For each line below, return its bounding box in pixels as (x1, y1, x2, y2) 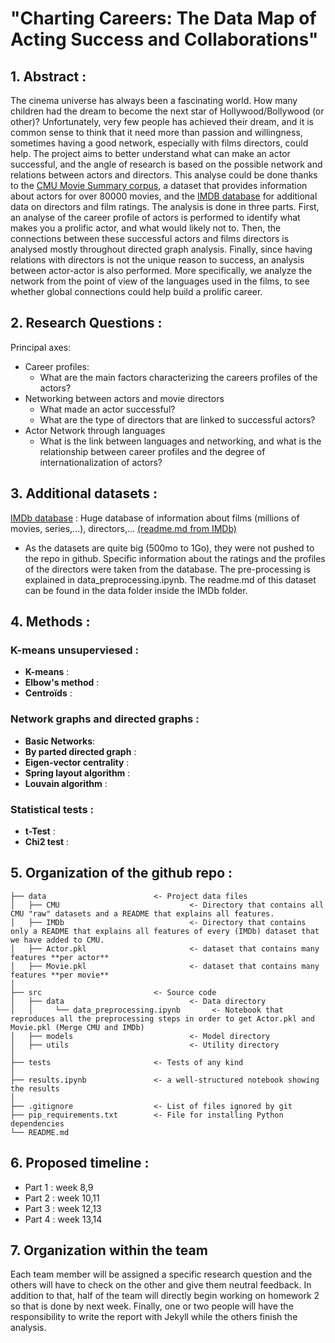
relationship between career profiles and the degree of (39, 445, 266, 457)
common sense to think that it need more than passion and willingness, (10, 127, 303, 138)
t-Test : (24, 825, 56, 837)
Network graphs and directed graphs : (10, 712, 200, 726)
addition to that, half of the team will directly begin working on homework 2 (10, 1290, 320, 1302)
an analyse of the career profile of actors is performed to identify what (10, 212, 301, 223)
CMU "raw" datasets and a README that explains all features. (10, 908, 275, 919)
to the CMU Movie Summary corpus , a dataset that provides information (10, 180, 308, 191)
